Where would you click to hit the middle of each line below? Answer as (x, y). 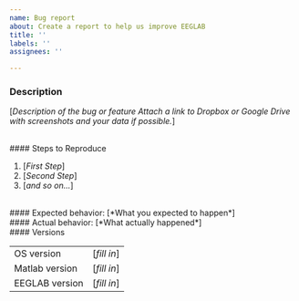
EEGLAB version (49, 284)
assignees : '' (36, 52)
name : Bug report (42, 18)
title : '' (28, 35)
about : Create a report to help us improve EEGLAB (108, 26)
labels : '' (30, 43)
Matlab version (46, 268)
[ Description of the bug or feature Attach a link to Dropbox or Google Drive (150, 111)
